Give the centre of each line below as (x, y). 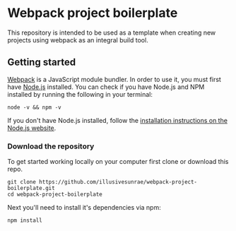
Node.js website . (32, 128)
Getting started (42, 63)
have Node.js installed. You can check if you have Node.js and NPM (106, 87)
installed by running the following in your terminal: (80, 94)
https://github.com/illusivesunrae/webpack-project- (118, 182)
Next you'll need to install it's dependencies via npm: (84, 208)
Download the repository (51, 146)
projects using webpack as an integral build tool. (78, 40)
